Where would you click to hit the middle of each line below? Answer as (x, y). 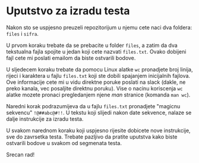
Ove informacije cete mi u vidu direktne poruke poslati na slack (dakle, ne (96, 82)
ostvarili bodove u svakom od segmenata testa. (64, 143)
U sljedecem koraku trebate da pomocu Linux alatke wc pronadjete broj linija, (99, 69)
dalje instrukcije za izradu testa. (45, 119)
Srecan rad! (20, 154)
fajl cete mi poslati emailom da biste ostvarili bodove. (71, 58)
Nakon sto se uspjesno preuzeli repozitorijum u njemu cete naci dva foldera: (99, 27)
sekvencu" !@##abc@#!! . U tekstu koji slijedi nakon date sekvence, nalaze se (99, 112)
